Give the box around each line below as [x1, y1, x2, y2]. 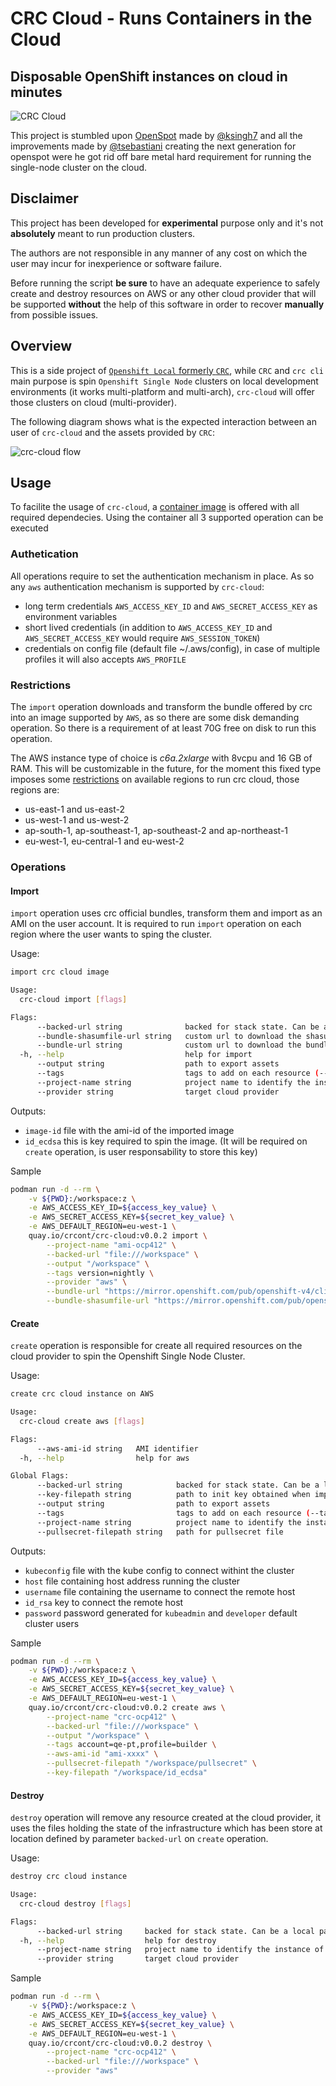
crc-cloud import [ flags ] [19, 994, 128, 1004]
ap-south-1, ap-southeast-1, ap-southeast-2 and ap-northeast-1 [24, 825, 289, 837]
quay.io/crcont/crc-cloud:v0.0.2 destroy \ [28, 2038, 213, 2048]
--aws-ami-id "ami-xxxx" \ [46, 1749, 159, 1759]
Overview [10, 338, 73, 355]
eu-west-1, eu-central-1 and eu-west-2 [24, 835, 185, 847]
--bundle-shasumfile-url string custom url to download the [36, 1031, 302, 1041]
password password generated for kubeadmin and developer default [24, 1607, 298, 1619]
